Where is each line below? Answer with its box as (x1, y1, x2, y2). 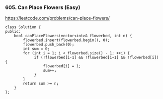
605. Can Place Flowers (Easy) (5, 4, 81, 11)
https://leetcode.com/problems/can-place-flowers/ (5, 15, 110, 21)
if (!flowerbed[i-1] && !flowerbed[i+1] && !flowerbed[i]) (34, 55, 159, 60)
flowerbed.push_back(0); (23, 42, 75, 47)
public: (5, 29, 21, 34)
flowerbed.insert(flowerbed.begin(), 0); (23, 38, 110, 43)
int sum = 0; (23, 47, 50, 51)
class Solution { (5, 25, 41, 30)
